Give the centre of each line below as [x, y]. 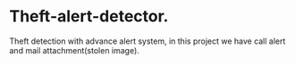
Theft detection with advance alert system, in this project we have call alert [147, 41]
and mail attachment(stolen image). [75, 50]
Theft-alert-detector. [89, 16]
